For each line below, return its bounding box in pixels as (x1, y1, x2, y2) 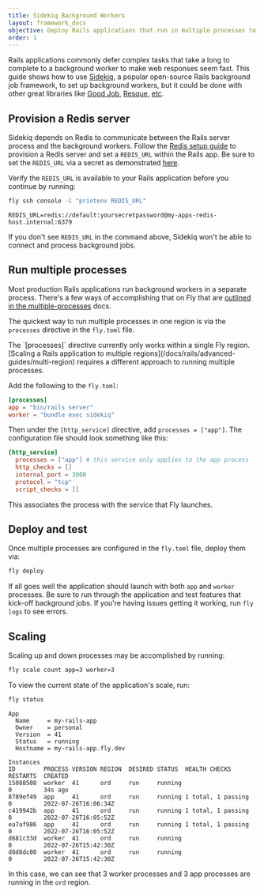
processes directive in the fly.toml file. (8, 325, 135, 334)
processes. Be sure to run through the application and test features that (8, 590, 241, 599)
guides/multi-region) (8, 357, 75, 366)
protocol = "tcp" (15, 478, 73, 486)
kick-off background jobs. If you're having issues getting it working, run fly (8, 599, 255, 608)
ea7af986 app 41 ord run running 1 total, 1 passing (8, 820, 249, 829)
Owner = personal (15, 723, 83, 731)
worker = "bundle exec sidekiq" (8, 410, 115, 419)
